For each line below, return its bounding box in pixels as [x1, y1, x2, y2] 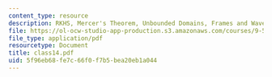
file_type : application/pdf [8, 34, 104, 43]
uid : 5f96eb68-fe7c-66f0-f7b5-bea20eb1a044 [8, 57, 158, 65]
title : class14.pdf [8, 49, 74, 57]
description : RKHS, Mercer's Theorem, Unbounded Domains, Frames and [8, 19, 249, 27]
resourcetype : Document [8, 42, 89, 50]
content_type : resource [8, 11, 89, 20]
